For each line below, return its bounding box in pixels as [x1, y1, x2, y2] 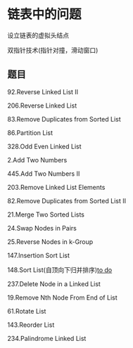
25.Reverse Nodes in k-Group [7, 237, 94, 246]
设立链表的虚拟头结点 [7, 31, 69, 39]
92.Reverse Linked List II [7, 87, 79, 96]
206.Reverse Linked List [7, 101, 77, 110]
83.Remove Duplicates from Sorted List [7, 115, 121, 123]
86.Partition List [7, 128, 53, 137]
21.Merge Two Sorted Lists [7, 210, 85, 219]
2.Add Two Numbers [7, 155, 68, 164]
